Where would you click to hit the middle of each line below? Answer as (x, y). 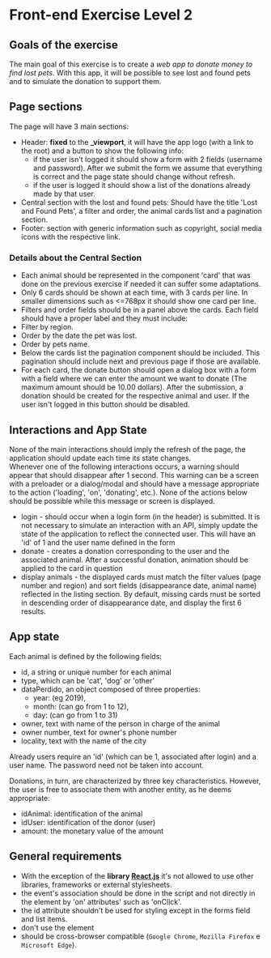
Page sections (46, 107)
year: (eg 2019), (59, 697)
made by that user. (64, 194)
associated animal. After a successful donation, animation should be (135, 560)
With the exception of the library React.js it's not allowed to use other (137, 875)
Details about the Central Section (76, 258)
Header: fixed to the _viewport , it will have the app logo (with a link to (137, 142)
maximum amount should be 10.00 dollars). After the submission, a (132, 387)
